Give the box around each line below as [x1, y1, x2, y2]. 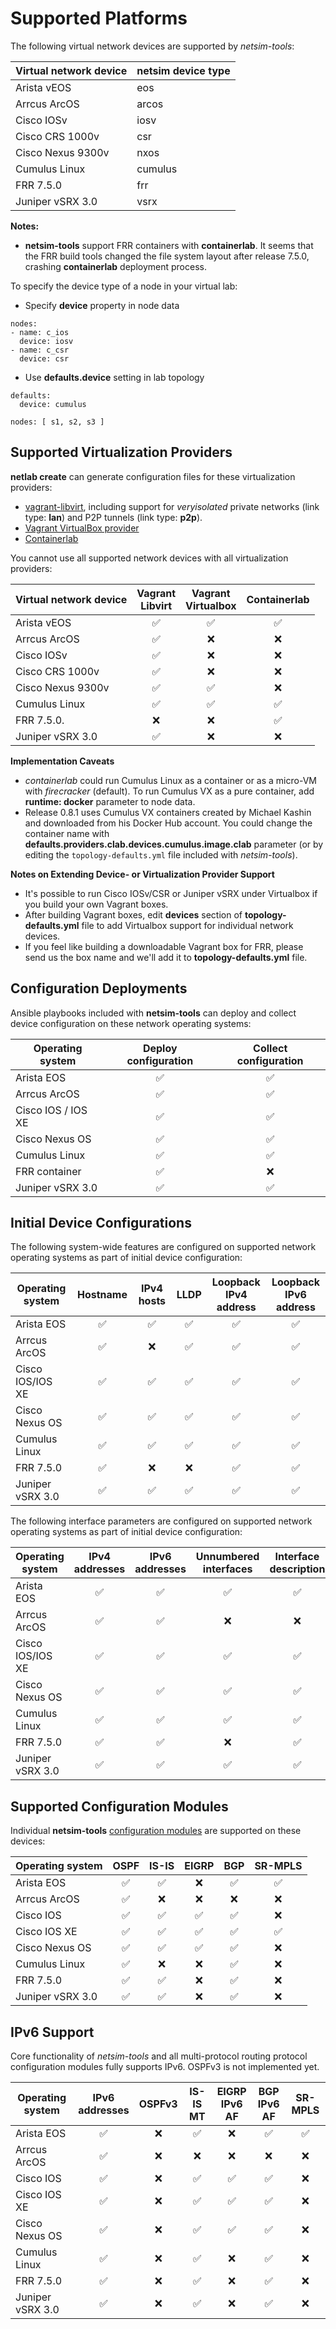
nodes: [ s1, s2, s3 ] [10, 417, 105, 427]
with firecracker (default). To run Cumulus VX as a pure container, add [24, 785, 315, 797]
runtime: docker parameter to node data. [24, 795, 196, 807]
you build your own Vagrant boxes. [24, 898, 169, 910]
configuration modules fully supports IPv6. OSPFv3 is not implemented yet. [10, 2061, 320, 2072]
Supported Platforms [10, 7, 188, 30]
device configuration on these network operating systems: [10, 1017, 252, 1029]
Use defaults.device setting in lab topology [24, 371, 205, 383]
